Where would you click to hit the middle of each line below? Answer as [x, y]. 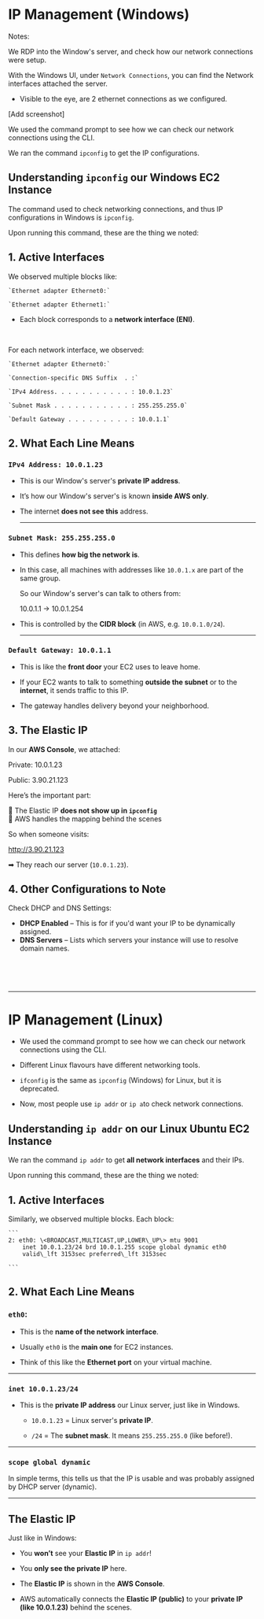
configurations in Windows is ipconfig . [71, 217]
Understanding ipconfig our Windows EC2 [114, 178]
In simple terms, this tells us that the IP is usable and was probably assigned [132, 1479]
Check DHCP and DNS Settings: [60, 908]
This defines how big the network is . [79, 554]
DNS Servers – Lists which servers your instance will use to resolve [129, 940]
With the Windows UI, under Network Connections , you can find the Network [131, 75]
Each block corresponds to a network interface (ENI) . [107, 319]
